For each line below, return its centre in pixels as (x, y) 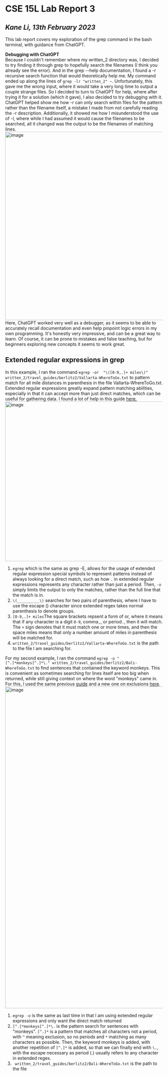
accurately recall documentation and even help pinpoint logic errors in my (81, 328)
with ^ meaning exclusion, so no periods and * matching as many (79, 1037)
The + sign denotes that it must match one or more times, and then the (85, 627)
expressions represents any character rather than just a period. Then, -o (87, 584)
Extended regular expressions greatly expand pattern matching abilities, (79, 388)
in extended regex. (32, 1058)
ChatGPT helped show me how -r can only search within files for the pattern (84, 102)
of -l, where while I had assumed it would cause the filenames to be (75, 118)
